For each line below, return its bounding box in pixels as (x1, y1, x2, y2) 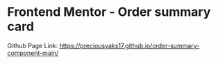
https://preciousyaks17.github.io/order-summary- (59, 41, 200, 50)
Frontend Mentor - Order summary (7, 4, 211, 20)
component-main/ (7, 49, 59, 57)
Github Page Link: (7, 41, 58, 50)
